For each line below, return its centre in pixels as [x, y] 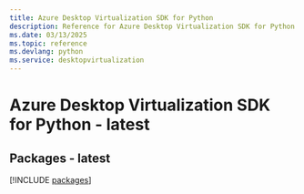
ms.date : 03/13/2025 [49, 35]
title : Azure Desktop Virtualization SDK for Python [111, 18]
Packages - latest [60, 158]
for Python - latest [80, 125]
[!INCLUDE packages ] [51, 180]
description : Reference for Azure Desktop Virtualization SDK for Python [152, 26]
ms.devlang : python [46, 52]
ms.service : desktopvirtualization [77, 60]
